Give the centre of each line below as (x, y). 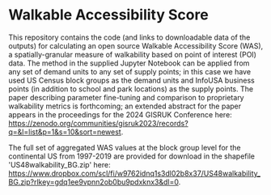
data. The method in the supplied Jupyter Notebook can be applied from (129, 63)
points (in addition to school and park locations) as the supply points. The (131, 89)
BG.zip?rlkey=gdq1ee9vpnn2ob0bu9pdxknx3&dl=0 (94, 182)
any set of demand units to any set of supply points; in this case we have (130, 71)
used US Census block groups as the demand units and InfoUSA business (131, 80)
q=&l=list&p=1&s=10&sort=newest (65, 132)
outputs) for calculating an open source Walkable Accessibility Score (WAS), (136, 45)
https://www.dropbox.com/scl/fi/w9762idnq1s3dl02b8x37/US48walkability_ (135, 173)
